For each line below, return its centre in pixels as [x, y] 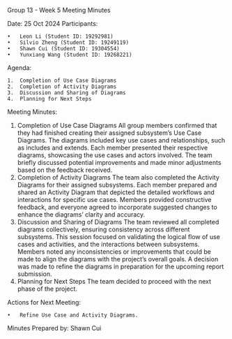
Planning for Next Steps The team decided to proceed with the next [114, 281]
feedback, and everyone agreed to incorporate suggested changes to [117, 207]
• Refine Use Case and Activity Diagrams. [73, 315]
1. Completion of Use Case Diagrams [62, 80]
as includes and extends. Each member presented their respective [113, 147]
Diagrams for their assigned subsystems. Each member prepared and [117, 185]
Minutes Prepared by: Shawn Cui [54, 328]
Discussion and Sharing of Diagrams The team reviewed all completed [118, 222]
